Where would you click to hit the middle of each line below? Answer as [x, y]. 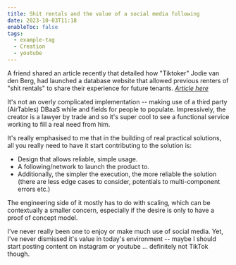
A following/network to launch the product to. [83, 166]
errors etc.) [34, 189]
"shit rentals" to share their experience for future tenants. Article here [108, 88]
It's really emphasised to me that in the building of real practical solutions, [114, 137]
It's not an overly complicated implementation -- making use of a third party [117, 101]
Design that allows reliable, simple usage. [77, 159]
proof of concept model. [43, 217]
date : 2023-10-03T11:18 [42, 20]
